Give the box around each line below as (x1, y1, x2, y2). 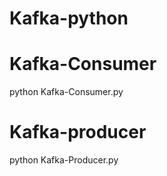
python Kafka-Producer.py (9, 154, 119, 166)
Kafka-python (9, 7, 129, 30)
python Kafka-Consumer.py (9, 86, 124, 98)
